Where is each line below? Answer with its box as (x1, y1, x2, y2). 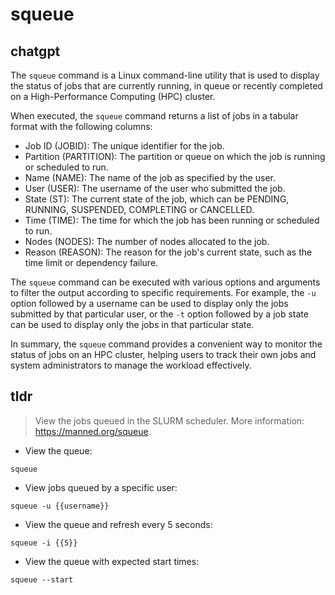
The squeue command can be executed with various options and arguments (10, 276, 321, 288)
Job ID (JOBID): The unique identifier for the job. (24, 140, 225, 152)
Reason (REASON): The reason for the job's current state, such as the (24, 246, 313, 258)
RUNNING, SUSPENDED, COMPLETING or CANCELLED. (24, 204, 255, 215)
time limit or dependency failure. (24, 257, 159, 268)
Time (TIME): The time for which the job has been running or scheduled (24, 214, 320, 226)
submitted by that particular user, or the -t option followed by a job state (10, 308, 309, 320)
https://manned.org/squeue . (34, 425, 152, 437)
